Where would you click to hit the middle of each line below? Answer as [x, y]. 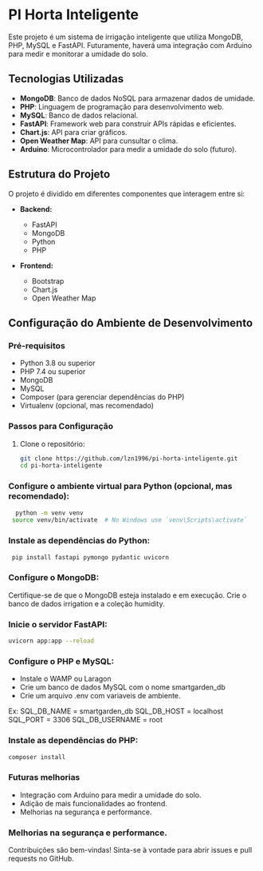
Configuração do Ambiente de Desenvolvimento [131, 322]
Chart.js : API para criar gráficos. [73, 132]
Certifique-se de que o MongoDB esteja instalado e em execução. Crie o [128, 595]
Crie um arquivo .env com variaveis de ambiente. [100, 696]
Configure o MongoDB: [54, 578]
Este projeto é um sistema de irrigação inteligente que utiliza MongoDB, [126, 37]
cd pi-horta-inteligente [61, 466]
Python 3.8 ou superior [57, 363]
